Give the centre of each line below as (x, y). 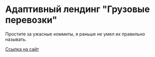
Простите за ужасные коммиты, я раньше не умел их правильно (75, 34)
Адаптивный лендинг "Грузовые (77, 9)
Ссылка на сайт (22, 49)
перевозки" (31, 20)
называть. (16, 39)
